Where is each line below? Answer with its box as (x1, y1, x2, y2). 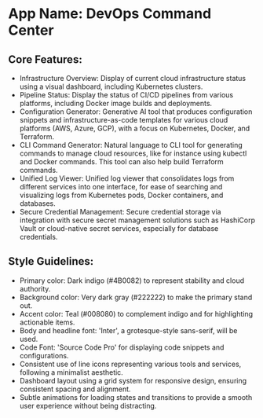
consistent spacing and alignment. (19, 384, 131, 394)
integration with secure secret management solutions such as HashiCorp (19, 215, 255, 225)
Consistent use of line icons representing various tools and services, (19, 359, 242, 368)
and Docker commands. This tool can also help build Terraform (19, 157, 224, 166)
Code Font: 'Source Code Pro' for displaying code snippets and (19, 343, 225, 352)
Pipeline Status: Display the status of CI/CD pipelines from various (19, 90, 234, 99)
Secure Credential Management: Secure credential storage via (19, 207, 221, 216)
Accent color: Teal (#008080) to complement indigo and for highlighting (19, 309, 254, 318)
